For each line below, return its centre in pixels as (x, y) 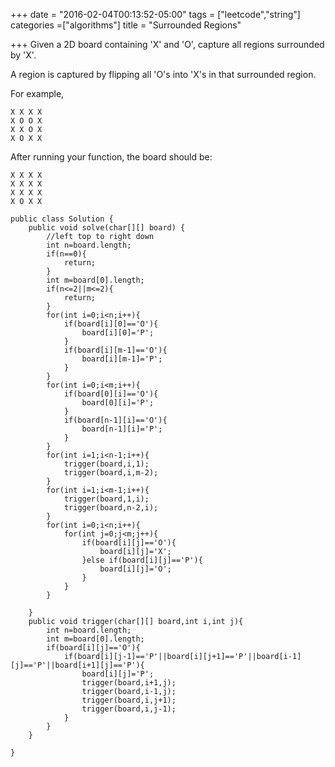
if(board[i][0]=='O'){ (111, 324)
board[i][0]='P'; (118, 333)
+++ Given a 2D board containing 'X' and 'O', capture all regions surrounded (167, 44)
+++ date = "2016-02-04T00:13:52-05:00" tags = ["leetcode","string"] (155, 14)
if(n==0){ (66, 254)
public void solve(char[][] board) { (107, 228)
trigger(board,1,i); (106, 499)
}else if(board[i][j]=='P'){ (142, 560)
